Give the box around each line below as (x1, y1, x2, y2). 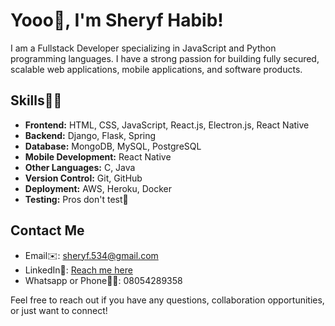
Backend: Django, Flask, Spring (24, 129, 157, 141)
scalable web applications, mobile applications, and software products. (10, 63, 303, 75)
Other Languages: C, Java (24, 161, 136, 173)
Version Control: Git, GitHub (24, 172, 143, 184)
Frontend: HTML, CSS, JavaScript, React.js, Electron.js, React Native (24, 119, 310, 131)
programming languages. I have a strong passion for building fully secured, (10, 52, 320, 64)
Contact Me (10, 222, 85, 239)
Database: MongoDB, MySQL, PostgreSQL (24, 140, 202, 152)
